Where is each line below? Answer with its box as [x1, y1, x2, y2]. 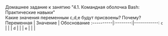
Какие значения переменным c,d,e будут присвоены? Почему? [5, 15, 141, 20]
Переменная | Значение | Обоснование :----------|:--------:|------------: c [5, 20, 163, 26]
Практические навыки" [5, 9, 55, 15]
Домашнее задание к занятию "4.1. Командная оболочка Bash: [5, 4, 140, 10]
